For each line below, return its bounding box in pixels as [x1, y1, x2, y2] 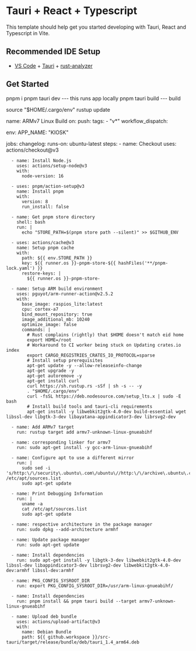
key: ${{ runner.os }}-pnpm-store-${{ [21, 260, 116, 266]
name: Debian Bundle [21, 629, 72, 635]
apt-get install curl [27, 378, 80, 384]
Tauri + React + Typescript [6, 4, 138, 18]
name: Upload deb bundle [16, 614, 77, 619]
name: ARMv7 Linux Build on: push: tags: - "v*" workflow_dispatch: [6, 117, 168, 124]
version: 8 [21, 198, 48, 204]
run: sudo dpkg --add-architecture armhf [16, 526, 118, 532]
